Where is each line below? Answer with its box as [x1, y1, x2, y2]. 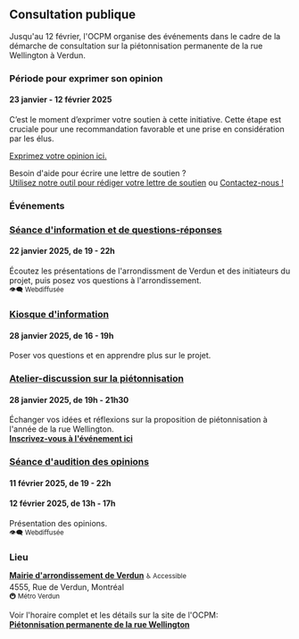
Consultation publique [9, 7, 137, 22]
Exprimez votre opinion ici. [9, 150, 107, 161]
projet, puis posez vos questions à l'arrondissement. [9, 274, 202, 285]
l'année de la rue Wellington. [9, 424, 114, 434]
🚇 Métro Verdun [9, 592, 61, 601]
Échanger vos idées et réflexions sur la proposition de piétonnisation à [9, 415, 268, 425]
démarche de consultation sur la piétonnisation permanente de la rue [9, 40, 263, 51]
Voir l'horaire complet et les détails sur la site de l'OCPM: [9, 610, 219, 620]
